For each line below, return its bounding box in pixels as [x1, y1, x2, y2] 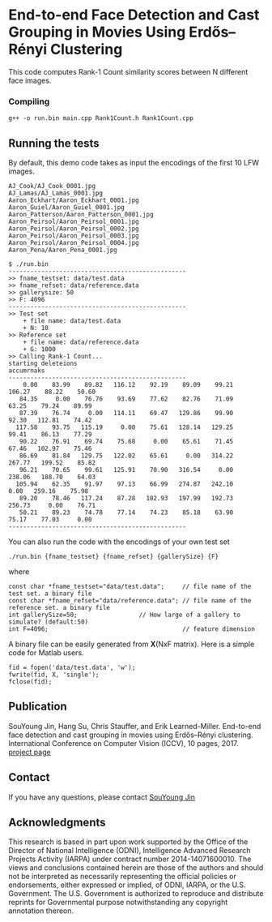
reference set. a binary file [8, 604, 111, 612]
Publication [8, 700, 67, 714]
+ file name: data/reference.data [23, 338, 139, 346]
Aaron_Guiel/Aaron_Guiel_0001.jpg [8, 204, 125, 212]
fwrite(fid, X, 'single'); [8, 671, 100, 679]
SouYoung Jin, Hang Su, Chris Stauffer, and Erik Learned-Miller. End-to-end [8, 721, 261, 731]
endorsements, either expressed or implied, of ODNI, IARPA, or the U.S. [8, 880, 246, 890]
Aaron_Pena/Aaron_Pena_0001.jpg [8, 246, 117, 255]
